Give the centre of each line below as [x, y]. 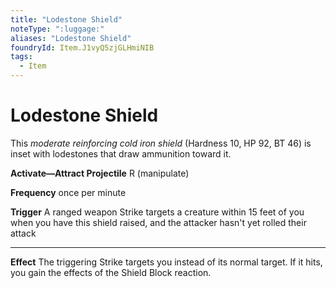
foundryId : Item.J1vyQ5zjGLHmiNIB [82, 47]
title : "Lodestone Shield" [66, 19]
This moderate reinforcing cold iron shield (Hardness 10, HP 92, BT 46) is [161, 143]
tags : [21, 57]
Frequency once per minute [68, 192]
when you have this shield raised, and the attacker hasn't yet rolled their [158, 222]
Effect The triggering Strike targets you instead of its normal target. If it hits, [166, 262]
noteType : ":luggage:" [57, 29]
